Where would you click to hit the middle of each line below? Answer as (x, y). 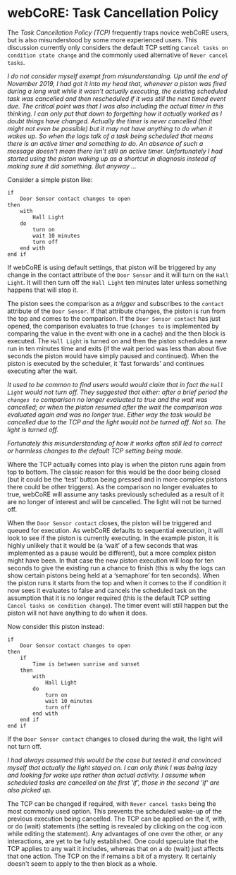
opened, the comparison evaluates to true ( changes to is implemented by (113, 326)
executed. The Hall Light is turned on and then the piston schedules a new (117, 341)
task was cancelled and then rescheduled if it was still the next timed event (117, 98)
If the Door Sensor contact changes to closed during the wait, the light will (115, 739)
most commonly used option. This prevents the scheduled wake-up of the (114, 811)
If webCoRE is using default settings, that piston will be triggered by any (112, 267)
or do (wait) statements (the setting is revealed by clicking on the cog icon (115, 826)
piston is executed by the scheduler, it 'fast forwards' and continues (106, 363)
